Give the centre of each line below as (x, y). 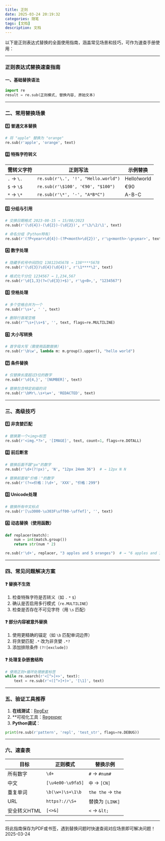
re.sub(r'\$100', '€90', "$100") (76, 187)
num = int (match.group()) (41, 540)
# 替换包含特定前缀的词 (26, 389)
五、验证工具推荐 (25, 699)
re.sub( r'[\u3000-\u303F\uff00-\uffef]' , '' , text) (59, 511)
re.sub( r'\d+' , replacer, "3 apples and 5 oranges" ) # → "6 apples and (81, 553)
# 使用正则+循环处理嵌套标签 (30, 672)
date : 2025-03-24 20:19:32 (33, 14)
